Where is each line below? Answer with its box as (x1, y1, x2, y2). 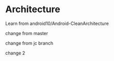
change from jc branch (5, 40, 54, 46)
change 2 (5, 50, 26, 56)
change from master (5, 30, 49, 36)
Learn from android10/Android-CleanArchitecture (5, 20, 109, 26)
